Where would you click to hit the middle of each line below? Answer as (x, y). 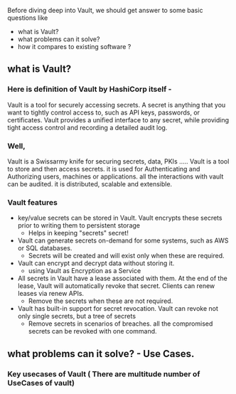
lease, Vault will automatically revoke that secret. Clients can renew (116, 286)
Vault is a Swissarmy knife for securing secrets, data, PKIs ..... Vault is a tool (118, 161)
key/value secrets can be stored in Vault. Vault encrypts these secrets (120, 218)
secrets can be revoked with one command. (93, 331)
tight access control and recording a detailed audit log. (87, 127)
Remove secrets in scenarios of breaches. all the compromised (120, 324)
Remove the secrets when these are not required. (101, 301)
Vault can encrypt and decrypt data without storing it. (96, 263)
